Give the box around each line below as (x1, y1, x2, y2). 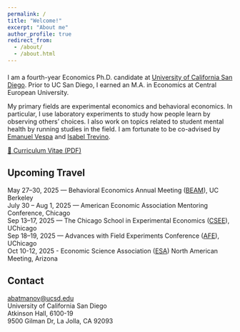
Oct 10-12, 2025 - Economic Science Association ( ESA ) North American (7, 246, 219, 255)
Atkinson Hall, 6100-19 (7, 308, 74, 318)
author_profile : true (7, 30, 72, 38)
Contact (7, 275, 44, 287)
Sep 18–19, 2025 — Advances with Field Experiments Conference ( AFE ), (7, 231, 220, 240)
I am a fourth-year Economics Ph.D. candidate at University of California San (7, 73, 233, 81)
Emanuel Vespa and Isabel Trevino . (7, 132, 111, 141)
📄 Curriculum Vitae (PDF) (7, 146, 82, 154)
